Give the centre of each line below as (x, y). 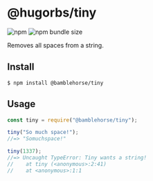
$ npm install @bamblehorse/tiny (55, 83)
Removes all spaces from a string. (55, 45)
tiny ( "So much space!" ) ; (43, 133)
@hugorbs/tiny (52, 13)
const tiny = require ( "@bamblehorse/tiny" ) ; (72, 120)
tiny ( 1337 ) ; (24, 151)
